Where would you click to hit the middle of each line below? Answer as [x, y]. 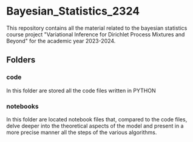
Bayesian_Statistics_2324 [73, 11]
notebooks [22, 106]
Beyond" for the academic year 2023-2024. [61, 41]
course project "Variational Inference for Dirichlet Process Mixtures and [96, 34]
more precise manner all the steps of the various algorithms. [82, 132]
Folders [21, 60]
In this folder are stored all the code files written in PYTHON [81, 90]
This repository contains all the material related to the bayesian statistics [97, 28]
